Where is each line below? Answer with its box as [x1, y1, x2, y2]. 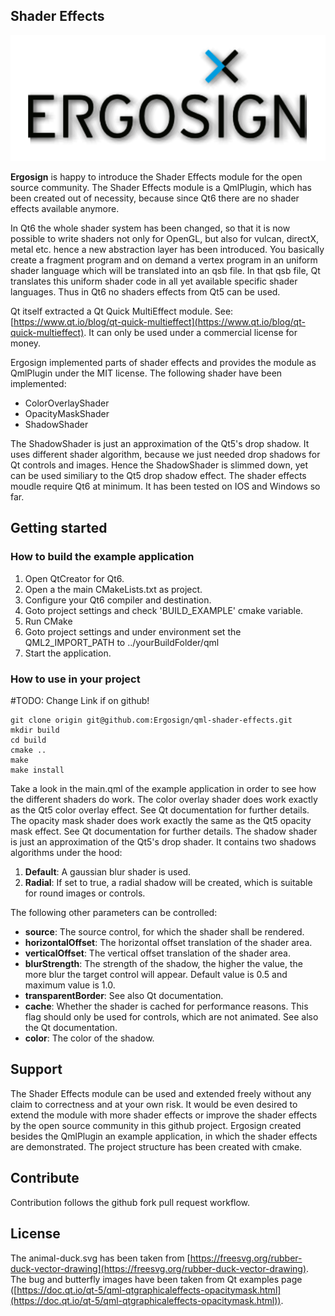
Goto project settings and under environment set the [24, 625, 242, 638]
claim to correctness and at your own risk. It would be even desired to [10, 1098, 298, 1110]
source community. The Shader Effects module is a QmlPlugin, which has [10, 182, 312, 194]
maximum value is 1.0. [24, 979, 116, 991]
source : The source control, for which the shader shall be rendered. [24, 926, 305, 938]
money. [10, 337, 42, 349]
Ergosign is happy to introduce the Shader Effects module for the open [10, 171, 303, 183]
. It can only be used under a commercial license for [83, 327, 298, 339]
